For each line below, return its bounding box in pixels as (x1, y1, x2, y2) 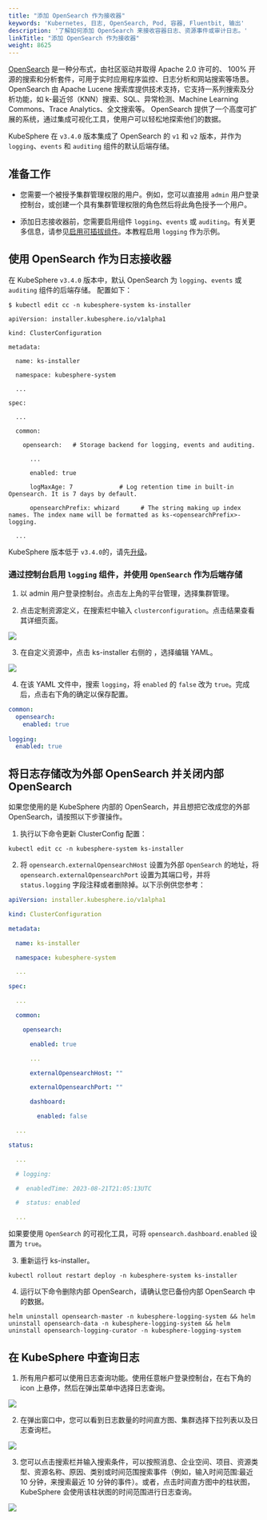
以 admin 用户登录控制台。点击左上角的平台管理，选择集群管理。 (19, 588, 234, 598)
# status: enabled (15, 1199, 81, 1207)
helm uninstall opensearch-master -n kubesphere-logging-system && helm (8, 1313, 256, 1321)
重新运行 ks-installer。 (19, 1256, 94, 1266)
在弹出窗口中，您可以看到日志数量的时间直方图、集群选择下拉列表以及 (19, 1415, 252, 1425)
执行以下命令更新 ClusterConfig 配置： (19, 829, 147, 839)
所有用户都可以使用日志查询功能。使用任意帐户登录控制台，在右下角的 (19, 1373, 252, 1383)
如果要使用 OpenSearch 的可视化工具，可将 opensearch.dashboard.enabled (8, 1229, 249, 1239)
